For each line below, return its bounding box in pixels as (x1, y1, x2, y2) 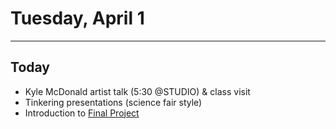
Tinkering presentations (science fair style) (24, 96, 203, 108)
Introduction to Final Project (24, 107, 140, 119)
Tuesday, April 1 (10, 7, 145, 30)
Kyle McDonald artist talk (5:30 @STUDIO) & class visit (24, 85, 251, 97)
